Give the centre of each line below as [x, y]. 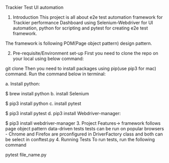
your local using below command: [48, 59]
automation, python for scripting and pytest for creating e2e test [80, 28]
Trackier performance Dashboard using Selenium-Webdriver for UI [83, 23]
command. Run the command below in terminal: [56, 74]
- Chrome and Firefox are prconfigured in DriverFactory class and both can [84, 134]
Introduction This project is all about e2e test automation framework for [88, 17]
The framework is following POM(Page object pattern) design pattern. [79, 43]
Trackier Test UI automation [34, 7]
